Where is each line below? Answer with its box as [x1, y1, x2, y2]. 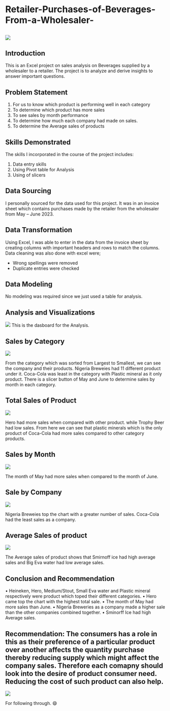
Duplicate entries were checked [12, 265, 80, 271]
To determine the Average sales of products [12, 123, 105, 129]
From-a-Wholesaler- [5, 14, 94, 26]
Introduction [5, 49, 46, 57]
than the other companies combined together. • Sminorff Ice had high [5, 609, 151, 615]
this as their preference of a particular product [5, 637, 155, 646]
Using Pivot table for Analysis [12, 167, 75, 173]
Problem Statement [5, 88, 68, 97]
